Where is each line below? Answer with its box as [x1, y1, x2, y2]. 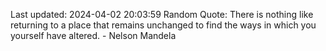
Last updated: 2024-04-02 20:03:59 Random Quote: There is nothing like [10, 9, 314, 20]
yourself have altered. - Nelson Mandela [10, 30, 177, 41]
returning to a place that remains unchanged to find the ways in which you [10, 19, 317, 31]
